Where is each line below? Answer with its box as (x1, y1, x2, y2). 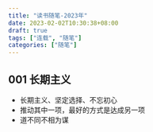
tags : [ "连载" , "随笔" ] (8, 33, 82, 42)
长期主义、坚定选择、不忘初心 (19, 95, 117, 104)
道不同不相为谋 (19, 115, 69, 124)
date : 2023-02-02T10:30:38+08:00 (8, 19, 119, 27)
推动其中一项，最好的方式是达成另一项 (19, 105, 145, 115)
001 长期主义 (8, 72, 71, 86)
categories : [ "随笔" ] (8, 41, 78, 49)
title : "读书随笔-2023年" (8, 11, 88, 20)
